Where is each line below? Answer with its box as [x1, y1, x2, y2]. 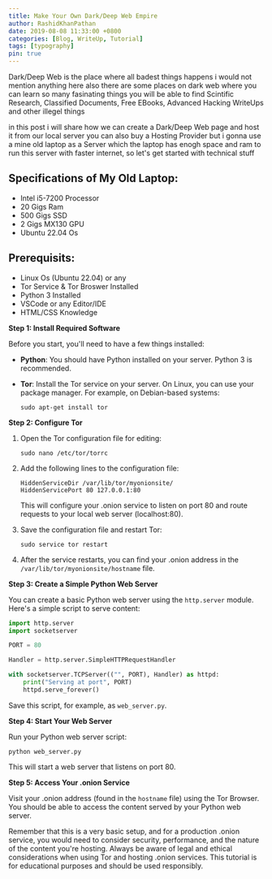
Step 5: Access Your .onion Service [8, 777, 130, 787]
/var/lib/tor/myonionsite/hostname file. [19, 563, 156, 573]
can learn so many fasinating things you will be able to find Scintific [8, 89, 234, 98]
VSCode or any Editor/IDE [19, 298, 107, 309]
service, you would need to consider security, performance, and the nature [8, 834, 260, 845]
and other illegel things [8, 106, 85, 116]
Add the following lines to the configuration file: [19, 463, 179, 473]
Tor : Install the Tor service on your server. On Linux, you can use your [19, 379, 254, 388]
